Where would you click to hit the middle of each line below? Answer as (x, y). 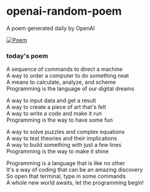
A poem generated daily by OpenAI (51, 28)
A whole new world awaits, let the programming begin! (75, 183)
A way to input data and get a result (51, 101)
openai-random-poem (64, 11)
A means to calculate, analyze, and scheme (61, 82)
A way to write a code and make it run (54, 114)
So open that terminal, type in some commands (66, 176)
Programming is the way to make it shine (58, 152)
